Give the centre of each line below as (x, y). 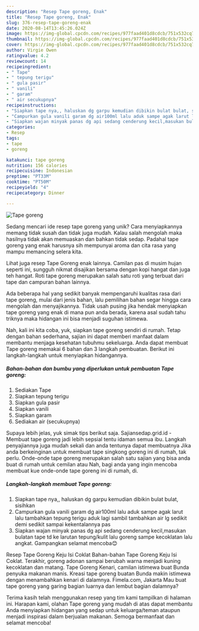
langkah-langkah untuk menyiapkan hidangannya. (67, 355)
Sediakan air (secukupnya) (47, 421)
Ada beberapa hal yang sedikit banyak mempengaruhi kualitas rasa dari (94, 293)
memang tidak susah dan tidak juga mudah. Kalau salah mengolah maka (94, 233)
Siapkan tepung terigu (42, 396)
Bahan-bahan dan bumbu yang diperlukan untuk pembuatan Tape (90, 369)
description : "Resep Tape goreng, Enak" (57, 12)
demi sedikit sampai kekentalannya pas (62, 524)
